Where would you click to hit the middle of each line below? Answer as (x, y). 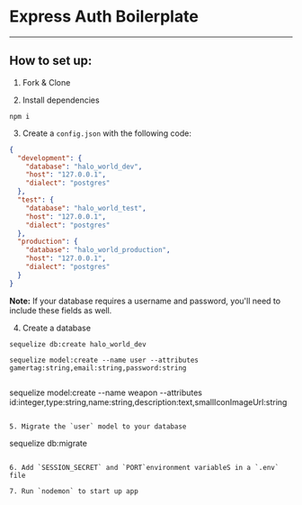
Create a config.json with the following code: (107, 133)
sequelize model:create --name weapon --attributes (106, 392)
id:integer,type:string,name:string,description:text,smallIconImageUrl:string (148, 401)
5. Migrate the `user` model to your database (98, 426)
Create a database (57, 328)
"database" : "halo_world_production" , (98, 250)
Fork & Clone (46, 82)
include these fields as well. (61, 310)
